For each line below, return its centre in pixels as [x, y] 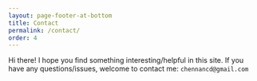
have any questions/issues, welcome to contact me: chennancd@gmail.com [128, 69]
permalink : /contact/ [44, 30]
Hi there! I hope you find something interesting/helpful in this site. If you [126, 60]
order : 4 [23, 38]
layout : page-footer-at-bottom [60, 15]
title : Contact [34, 23]
